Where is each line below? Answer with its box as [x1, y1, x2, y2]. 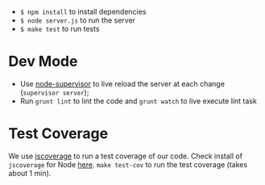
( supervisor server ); [19, 87, 89, 97]
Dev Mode [8, 53, 78, 71]
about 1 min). [8, 168, 52, 178]
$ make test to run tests [19, 24, 100, 33]
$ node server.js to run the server [19, 15, 135, 25]
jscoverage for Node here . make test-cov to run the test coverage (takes [8, 159, 248, 169]
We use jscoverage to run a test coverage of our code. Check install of [8, 151, 243, 161]
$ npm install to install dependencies [19, 7, 147, 16]
